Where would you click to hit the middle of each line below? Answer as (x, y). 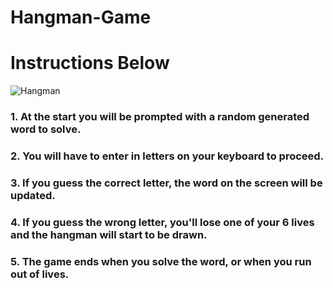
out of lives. (40, 274)
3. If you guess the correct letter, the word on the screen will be (166, 183)
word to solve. (46, 129)
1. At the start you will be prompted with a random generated (160, 117)
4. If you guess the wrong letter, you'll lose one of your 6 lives (162, 222)
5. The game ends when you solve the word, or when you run (161, 261)
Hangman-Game (81, 17)
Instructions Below (90, 63)
